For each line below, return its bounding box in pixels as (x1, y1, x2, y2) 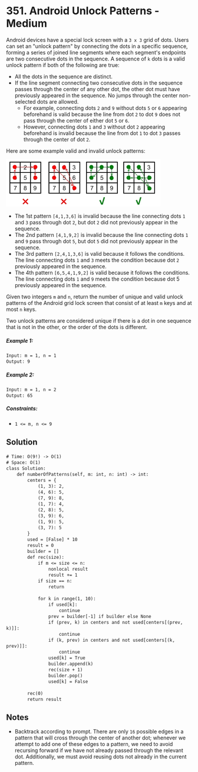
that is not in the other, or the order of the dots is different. (6, 323, 147, 330)
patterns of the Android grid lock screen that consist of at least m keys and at (6, 299, 193, 306)
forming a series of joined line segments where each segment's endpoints (6, 49, 186, 56)
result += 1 (48, 572, 78, 578)
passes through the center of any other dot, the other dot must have (14, 85, 180, 92)
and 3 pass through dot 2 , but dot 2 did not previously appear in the (14, 218, 178, 226)
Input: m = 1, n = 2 (6, 387, 57, 393)
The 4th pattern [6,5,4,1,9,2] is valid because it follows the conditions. (14, 269, 190, 276)
